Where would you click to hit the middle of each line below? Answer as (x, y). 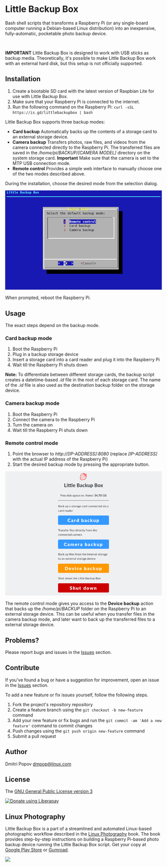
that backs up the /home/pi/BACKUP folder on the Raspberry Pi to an (76, 609)
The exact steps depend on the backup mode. (52, 325)
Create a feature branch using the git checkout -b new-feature (78, 710)
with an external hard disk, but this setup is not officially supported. (74, 63)
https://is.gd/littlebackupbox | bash (52, 112)
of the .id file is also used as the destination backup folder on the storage (80, 385)
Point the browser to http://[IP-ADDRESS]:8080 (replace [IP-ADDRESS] (85, 453)
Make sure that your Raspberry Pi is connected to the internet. (76, 102)
